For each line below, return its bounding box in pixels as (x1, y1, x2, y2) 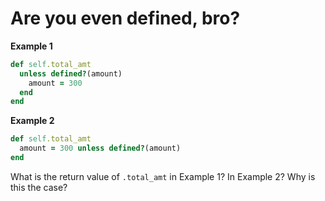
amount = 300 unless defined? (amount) (19, 143, 182, 154)
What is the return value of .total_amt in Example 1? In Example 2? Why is (10, 170, 316, 182)
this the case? (10, 181, 68, 193)
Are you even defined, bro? (10, 7, 241, 30)
